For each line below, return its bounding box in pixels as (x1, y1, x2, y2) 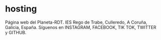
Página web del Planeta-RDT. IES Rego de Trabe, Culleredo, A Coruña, (5, 19, 147, 25)
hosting (5, 3, 37, 14)
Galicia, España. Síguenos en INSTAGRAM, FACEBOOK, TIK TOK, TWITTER (5, 24, 157, 30)
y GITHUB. (5, 29, 27, 35)
